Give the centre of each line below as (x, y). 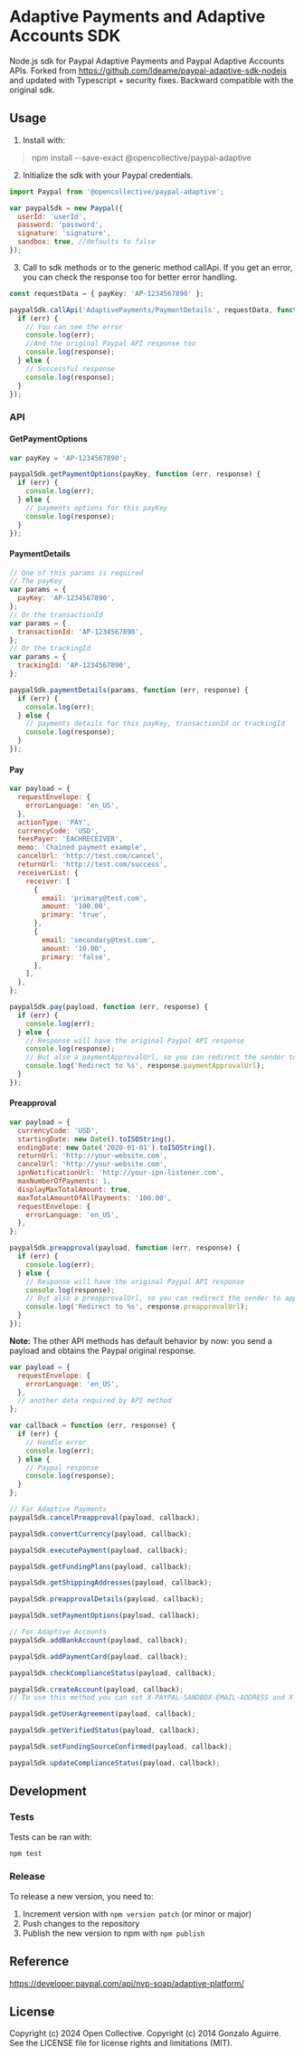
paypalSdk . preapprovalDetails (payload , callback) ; (107, 1599)
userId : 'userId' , (52, 216)
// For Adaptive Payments (58, 1509)
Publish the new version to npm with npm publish (114, 1933)
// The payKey (36, 581)
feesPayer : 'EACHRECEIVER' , (71, 839)
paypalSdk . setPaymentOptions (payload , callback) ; (105, 1616)
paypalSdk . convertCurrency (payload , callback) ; (101, 1534)
